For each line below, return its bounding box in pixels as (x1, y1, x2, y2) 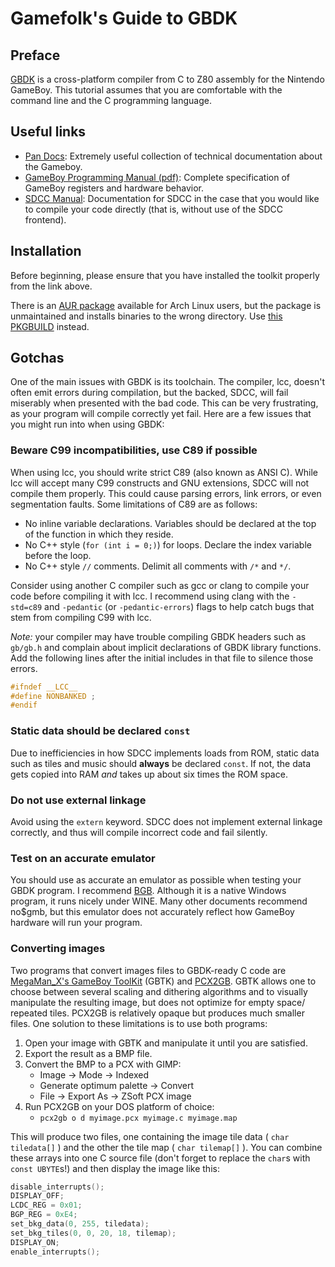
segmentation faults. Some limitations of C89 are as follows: (10, 498, 258, 510)
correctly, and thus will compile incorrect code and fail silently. (10, 826, 268, 838)
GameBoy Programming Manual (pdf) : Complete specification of (24, 171, 290, 183)
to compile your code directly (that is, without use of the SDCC (24, 203, 283, 215)
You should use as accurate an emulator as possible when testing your (10, 874, 302, 886)
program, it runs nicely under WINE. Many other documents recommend (10, 895, 308, 907)
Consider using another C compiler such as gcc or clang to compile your (10, 579, 310, 591)
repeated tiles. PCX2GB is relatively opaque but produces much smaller (10, 1007, 305, 1019)
